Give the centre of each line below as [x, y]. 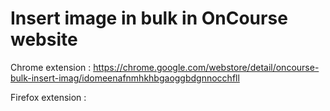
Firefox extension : [48, 97]
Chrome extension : [51, 67]
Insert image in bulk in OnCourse [149, 18]
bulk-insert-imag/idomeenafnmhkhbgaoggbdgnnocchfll [125, 78]
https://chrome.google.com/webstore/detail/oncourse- [206, 67]
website [44, 39]
